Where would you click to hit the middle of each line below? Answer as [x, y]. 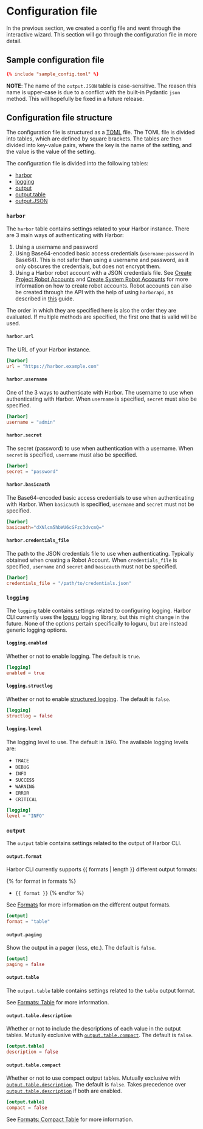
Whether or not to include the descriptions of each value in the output [94, 1029]
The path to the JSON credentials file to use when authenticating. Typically [100, 553]
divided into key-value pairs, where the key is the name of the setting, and [99, 145]
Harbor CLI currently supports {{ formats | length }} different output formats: [102, 869]
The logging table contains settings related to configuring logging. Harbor [99, 610]
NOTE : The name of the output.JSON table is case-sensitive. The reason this [101, 86]
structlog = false [29, 716]
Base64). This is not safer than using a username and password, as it [102, 260]
